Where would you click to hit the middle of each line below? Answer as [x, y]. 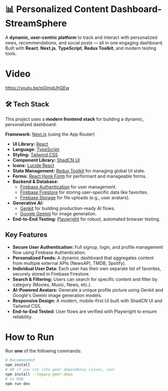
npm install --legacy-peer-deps [39, 374]
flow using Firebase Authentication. [49, 252]
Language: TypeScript [36, 149]
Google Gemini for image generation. [58, 213]
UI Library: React [30, 144]
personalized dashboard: [31, 124]
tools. [11, 53]
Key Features [26, 235]
